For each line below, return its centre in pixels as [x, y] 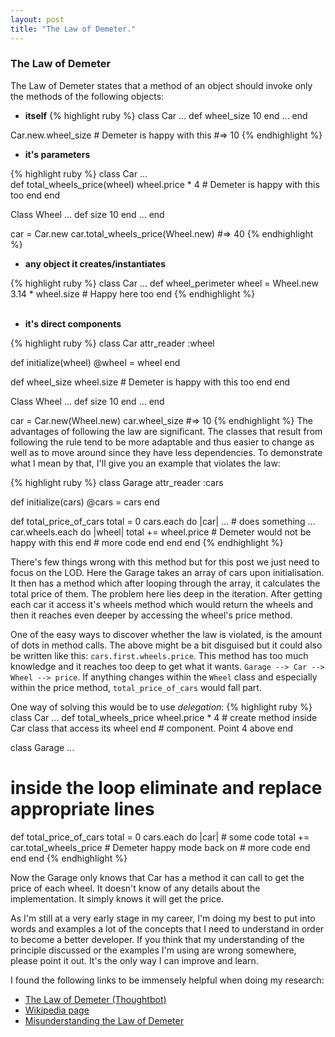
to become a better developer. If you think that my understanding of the [157, 939]
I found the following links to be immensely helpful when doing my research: [167, 980]
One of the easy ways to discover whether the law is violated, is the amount [166, 634]
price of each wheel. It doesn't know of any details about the [135, 888]
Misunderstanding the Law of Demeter [104, 1020]
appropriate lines [82, 808]
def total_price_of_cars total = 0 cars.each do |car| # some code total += [160, 837]
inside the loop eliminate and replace [166, 787]
